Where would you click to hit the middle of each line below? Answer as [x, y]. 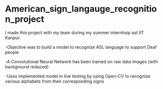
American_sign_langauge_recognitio [81, 9]
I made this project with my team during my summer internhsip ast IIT [75, 32]
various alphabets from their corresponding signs [54, 81]
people [12, 52]
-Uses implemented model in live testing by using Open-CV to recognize [78, 76]
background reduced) [27, 67]
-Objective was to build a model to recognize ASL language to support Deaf [81, 47]
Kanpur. [13, 38]
